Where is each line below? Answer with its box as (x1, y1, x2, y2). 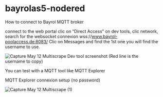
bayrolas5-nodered (5, 3, 85, 14)
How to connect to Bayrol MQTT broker (5, 19, 84, 25)
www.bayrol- (91, 33, 118, 39)
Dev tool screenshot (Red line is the (67, 53, 139, 59)
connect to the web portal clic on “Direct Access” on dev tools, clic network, (5, 28, 158, 34)
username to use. (5, 44, 40, 49)
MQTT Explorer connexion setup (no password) (5, 77, 101, 83)
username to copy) (5, 58, 43, 64)
